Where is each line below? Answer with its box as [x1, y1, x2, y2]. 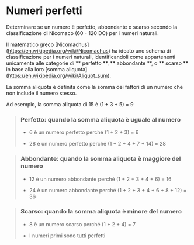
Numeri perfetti [6, 4, 83, 18]
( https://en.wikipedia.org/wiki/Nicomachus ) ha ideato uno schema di [6, 47, 171, 54]
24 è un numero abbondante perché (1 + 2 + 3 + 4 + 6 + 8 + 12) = [29, 187, 187, 194]
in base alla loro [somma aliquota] [6, 65, 88, 73]
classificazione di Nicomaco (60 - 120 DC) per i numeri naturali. [6, 29, 159, 36]
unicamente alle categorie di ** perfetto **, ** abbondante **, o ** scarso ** [6, 60, 189, 67]
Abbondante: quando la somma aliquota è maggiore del [20, 155, 181, 163]
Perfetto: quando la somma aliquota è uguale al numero [20, 115, 181, 123]
